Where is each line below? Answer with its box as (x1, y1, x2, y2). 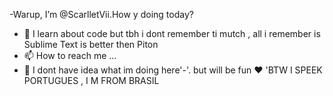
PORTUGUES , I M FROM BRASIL (23, 75, 160, 86)
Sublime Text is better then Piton (23, 39, 159, 50)
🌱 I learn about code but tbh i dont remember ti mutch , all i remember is (23, 28, 321, 39)
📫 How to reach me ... (23, 50, 117, 61)
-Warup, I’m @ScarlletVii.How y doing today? (9, 9, 194, 20)
